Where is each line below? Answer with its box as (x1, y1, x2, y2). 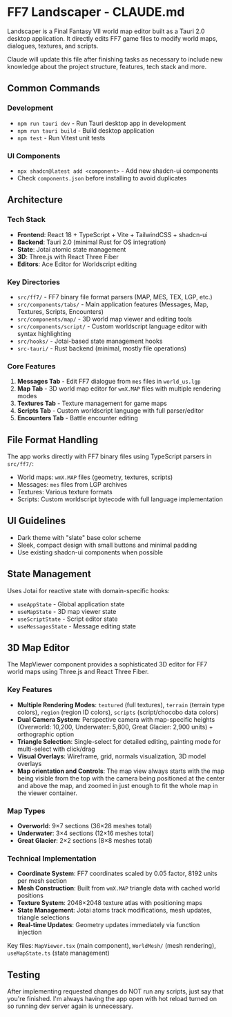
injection (17, 928, 42, 937)
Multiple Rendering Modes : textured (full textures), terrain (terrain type (17, 700, 225, 709)
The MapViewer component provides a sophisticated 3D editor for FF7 (7, 660, 208, 669)
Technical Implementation (7, 853, 97, 863)
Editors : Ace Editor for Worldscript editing (17, 260, 137, 268)
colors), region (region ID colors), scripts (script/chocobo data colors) (17, 708, 219, 716)
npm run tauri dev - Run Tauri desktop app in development (17, 119, 186, 127)
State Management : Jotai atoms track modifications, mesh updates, (17, 906, 212, 915)
